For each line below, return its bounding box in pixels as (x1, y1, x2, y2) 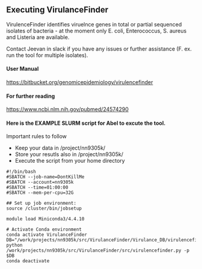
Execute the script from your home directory (14, 157, 125, 165)
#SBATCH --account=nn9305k (6, 180, 74, 186)
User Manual (6, 65, 39, 73)
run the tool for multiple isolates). (6, 51, 88, 59)
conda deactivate (6, 258, 50, 264)
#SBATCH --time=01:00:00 (6, 184, 69, 191)
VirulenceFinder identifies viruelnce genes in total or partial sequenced (6, 20, 182, 28)
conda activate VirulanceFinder (6, 232, 87, 238)
